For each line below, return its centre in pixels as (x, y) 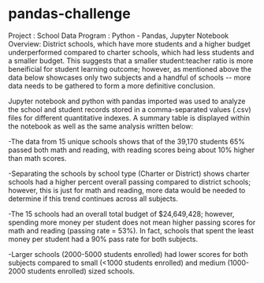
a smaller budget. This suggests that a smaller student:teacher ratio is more (131, 61)
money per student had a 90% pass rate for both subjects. (103, 239)
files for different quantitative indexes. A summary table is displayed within (129, 117)
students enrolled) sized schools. (81, 271)
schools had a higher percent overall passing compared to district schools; (129, 181)
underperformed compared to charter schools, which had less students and (131, 52)
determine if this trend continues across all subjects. (93, 199)
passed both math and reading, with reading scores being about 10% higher (131, 150)
